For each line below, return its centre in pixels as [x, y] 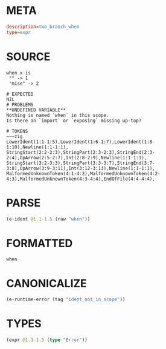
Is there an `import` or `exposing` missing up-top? [74, 121]
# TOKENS [17, 131]
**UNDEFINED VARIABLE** [36, 110]
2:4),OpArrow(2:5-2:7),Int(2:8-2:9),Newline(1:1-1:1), [77, 158]
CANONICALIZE [47, 283]
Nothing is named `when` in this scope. [58, 115]
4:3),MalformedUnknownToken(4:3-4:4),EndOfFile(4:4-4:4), [81, 179]
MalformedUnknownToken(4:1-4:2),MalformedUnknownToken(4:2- [84, 173]
